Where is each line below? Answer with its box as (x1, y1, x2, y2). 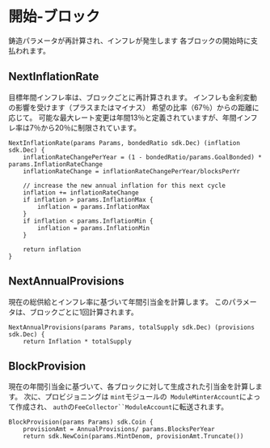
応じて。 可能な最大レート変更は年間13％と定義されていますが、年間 (8, 113, 237, 122)
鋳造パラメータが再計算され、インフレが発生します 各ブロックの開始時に (8, 36, 251, 45)
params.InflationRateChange (8, 160, 103, 169)
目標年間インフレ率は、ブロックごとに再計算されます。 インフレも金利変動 (8, 92, 257, 102)
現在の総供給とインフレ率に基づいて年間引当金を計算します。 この (8, 297, 229, 306)
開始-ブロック (8, 7, 101, 26)
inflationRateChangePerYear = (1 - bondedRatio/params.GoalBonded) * (23, 153, 263, 161)
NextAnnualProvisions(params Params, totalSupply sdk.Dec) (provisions (8, 323, 255, 331)
